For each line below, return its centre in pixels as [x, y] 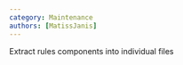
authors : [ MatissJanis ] [53, 26]
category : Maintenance [51, 17]
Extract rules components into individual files [91, 51]
